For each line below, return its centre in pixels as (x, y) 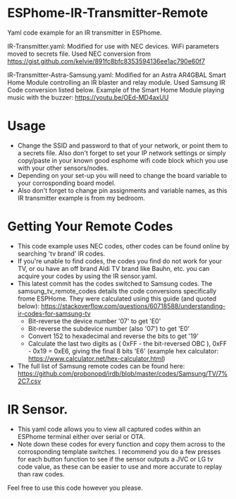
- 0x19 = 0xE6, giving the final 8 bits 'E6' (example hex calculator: (123, 351)
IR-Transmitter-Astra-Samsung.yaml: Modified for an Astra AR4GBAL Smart (117, 75)
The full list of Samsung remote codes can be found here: (101, 366)
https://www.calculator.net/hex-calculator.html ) (97, 359)
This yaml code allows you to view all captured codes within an (109, 429)
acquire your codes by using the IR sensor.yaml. (87, 276)
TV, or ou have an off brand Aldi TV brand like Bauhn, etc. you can (113, 268)
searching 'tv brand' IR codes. (61, 253)
